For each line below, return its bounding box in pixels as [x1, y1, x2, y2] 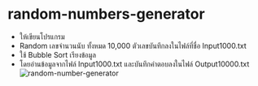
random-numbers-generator [7, 5, 205, 24]
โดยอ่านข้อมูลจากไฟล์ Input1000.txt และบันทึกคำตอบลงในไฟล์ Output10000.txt [19, 58, 250, 69]
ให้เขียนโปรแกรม [19, 32, 66, 41]
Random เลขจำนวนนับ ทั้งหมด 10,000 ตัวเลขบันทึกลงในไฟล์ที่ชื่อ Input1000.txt [19, 41, 247, 50]
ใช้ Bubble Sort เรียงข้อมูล [19, 49, 97, 59]
